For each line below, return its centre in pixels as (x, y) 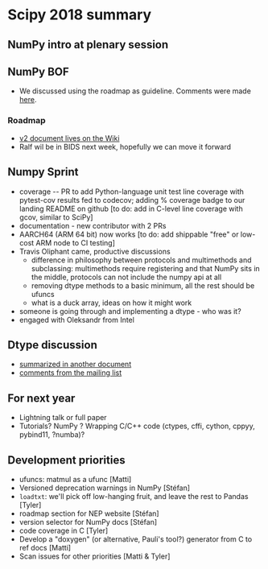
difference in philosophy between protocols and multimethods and (141, 260)
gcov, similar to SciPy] (56, 217)
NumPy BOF (38, 71)
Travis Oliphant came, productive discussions (95, 251)
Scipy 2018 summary (80, 15)
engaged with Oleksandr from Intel (76, 320)
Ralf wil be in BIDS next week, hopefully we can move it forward (125, 146)
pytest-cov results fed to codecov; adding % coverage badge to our (132, 200)
